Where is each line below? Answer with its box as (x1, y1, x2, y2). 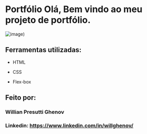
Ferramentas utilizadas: (5, 46, 82, 54)
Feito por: (5, 94, 36, 102)
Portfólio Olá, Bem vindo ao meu (5, 4, 142, 15)
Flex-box (12, 78, 31, 84)
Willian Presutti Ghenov (5, 109, 65, 116)
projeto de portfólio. (5, 14, 91, 26)
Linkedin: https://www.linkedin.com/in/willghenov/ (5, 122, 134, 129)
